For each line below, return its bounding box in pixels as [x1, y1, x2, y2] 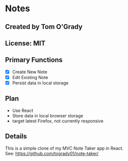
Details [5, 132, 27, 140]
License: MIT [5, 39, 46, 47]
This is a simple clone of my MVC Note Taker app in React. [5, 145, 124, 151]
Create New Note [12, 69, 48, 75]
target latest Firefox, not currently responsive [12, 118, 104, 124]
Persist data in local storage [12, 80, 69, 86]
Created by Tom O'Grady [5, 23, 83, 31]
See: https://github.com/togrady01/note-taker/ [5, 150, 99, 156]
